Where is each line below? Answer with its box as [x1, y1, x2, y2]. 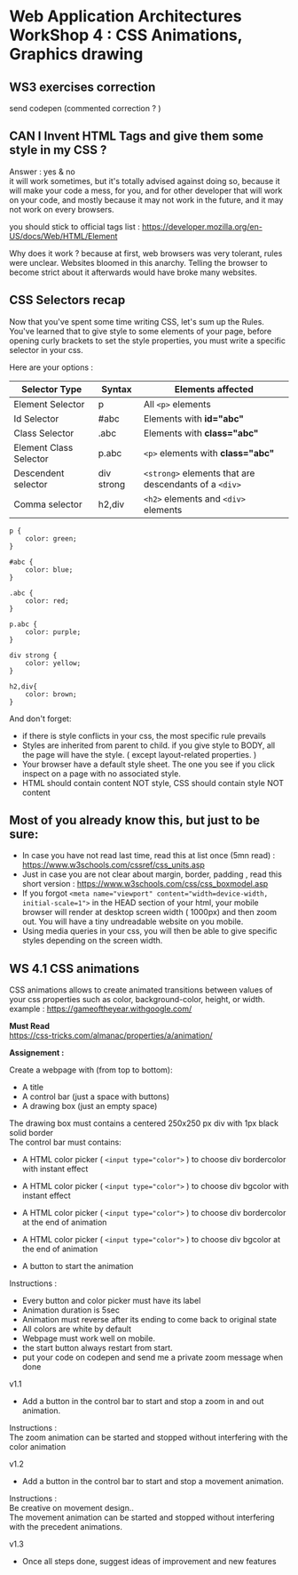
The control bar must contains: [9, 1137, 122, 1148]
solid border [9, 1128, 54, 1138]
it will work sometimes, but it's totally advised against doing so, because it [9, 175, 281, 186]
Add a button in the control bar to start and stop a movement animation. [21, 1476, 284, 1487]
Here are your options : [9, 362, 94, 373]
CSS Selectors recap [9, 293, 126, 308]
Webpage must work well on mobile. [21, 1333, 155, 1344]
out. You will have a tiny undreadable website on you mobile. [21, 916, 244, 927]
